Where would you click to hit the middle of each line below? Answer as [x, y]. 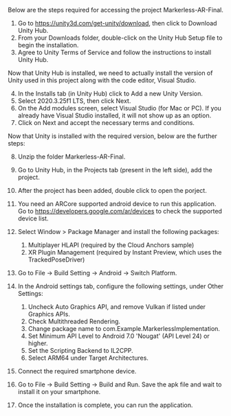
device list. [33, 218]
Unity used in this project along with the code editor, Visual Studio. [102, 80]
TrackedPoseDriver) [56, 259]
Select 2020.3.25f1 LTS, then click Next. [74, 101]
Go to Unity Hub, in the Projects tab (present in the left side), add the [115, 170]
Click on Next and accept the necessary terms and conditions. [106, 123]
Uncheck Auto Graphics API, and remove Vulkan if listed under [117, 307]
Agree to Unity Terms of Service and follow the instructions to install [114, 52]
